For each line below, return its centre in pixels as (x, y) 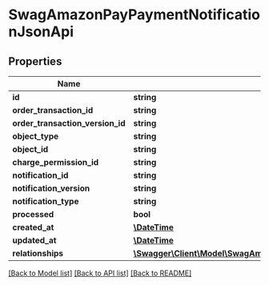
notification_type (46, 201)
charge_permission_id (56, 162)
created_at (33, 227)
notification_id (40, 175)
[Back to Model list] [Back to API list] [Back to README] (100, 273)
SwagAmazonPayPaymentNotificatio (134, 15)
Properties (35, 61)
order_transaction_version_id (69, 123)
